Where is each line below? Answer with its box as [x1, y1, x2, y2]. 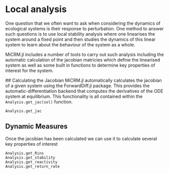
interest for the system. [5, 67, 54, 74]
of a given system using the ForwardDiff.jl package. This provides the [5, 82, 150, 89]
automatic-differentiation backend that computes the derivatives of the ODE [5, 88, 163, 94]
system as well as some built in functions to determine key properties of [5, 62, 155, 68]
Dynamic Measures [5, 122, 68, 131]
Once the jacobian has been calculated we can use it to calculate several [5, 135, 157, 142]
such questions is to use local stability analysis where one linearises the [5, 31, 155, 37]
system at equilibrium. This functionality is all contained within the [5, 93, 143, 99]
